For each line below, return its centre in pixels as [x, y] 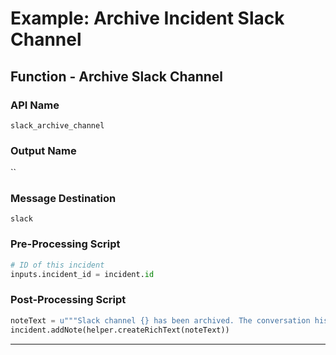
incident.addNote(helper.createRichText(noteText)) [120, 330]
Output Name [43, 150]
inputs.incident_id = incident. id [82, 274]
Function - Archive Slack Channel [117, 76]
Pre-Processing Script [65, 244]
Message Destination [63, 199]
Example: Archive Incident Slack [147, 18]
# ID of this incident [57, 265]
